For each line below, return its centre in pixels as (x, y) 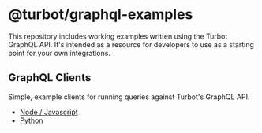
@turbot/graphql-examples (101, 15)
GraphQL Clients (50, 78)
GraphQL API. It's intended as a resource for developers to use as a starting (131, 44)
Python (31, 120)
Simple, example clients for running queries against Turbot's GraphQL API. (129, 97)
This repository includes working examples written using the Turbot (118, 36)
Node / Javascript (49, 112)
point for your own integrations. (59, 53)
